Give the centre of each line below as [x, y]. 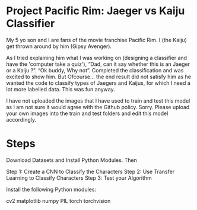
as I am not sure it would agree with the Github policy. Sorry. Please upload [98, 107]
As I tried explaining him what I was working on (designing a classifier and [97, 58]
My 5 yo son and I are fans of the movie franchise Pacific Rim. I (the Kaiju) [96, 40]
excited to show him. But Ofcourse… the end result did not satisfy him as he [99, 77]
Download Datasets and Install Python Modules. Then [72, 160]
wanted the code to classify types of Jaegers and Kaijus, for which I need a [99, 83]
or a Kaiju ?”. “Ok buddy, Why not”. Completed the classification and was [95, 70]
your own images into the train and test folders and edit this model [87, 113]
